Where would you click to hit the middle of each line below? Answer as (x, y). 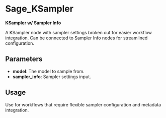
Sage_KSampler (39, 9)
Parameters (24, 59)
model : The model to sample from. (48, 71)
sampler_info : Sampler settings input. (52, 77)
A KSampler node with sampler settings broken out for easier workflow (78, 32)
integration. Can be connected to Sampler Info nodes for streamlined (76, 38)
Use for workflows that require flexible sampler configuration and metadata (83, 104)
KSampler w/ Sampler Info (33, 23)
